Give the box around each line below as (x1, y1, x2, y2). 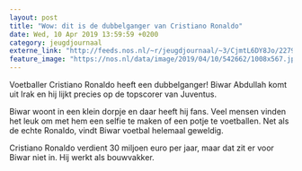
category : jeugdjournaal (9, 38, 102, 47)
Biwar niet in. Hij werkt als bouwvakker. (9, 152, 155, 162)
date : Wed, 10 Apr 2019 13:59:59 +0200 (9, 30, 159, 38)
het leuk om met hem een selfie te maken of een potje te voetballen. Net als (9, 115, 289, 126)
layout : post (9, 13, 58, 22)
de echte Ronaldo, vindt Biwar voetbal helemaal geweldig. (9, 125, 224, 135)
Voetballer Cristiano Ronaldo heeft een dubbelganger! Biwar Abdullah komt (9, 80, 288, 90)
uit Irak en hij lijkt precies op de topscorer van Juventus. (9, 89, 218, 99)
